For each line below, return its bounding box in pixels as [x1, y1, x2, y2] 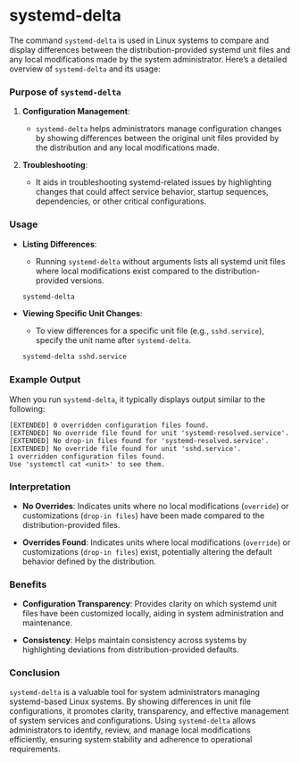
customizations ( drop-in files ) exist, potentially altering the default [21, 546, 272, 557]
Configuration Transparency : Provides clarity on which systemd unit [21, 599, 277, 609]
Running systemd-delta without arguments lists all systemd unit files [35, 256, 286, 266]
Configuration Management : [21, 106, 130, 117]
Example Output [9, 373, 81, 386]
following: [9, 403, 46, 414]
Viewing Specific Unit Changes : [21, 308, 143, 319]
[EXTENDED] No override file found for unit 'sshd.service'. [9, 444, 242, 453]
